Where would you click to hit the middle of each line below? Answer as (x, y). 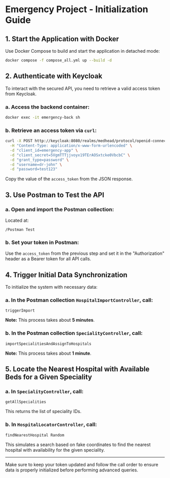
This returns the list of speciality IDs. (44, 412)
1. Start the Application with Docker (62, 39)
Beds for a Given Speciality (49, 377)
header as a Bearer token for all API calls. (48, 259)
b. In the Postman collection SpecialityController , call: (74, 333)
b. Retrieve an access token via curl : (51, 130)
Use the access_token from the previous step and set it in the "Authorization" (85, 253)
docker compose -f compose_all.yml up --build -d (59, 60)
